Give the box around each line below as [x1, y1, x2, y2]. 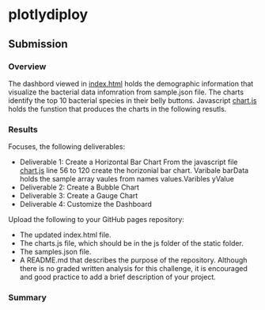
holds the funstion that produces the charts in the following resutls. [8, 104, 227, 113]
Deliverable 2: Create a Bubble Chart [19, 182, 140, 192]
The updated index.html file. [19, 230, 112, 239]
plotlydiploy [8, 6, 89, 24]
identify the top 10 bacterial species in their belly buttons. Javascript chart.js [8, 95, 257, 105]
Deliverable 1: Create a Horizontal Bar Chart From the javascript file [19, 157, 239, 167]
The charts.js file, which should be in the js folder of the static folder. [19, 239, 244, 248]
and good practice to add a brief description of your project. [19, 272, 216, 282]
